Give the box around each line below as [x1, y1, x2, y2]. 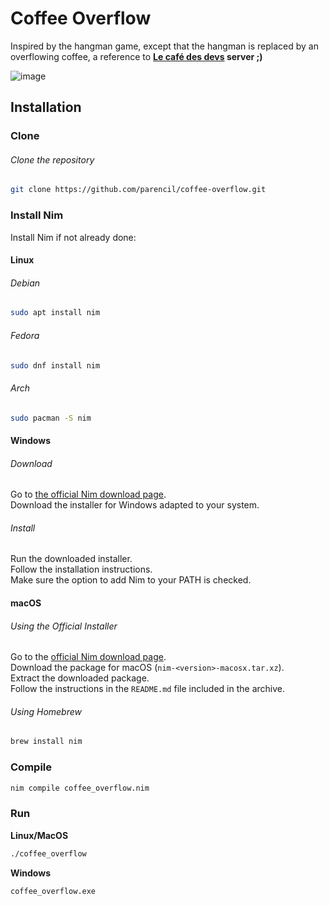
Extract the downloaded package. [10, 672, 150, 684]
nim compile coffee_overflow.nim [10, 783, 150, 793]
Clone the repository [10, 153, 95, 166]
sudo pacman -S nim [10, 413, 92, 423]
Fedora [10, 329, 40, 341]
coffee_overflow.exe [10, 886, 97, 896]
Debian [10, 277, 41, 289]
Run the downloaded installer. [10, 553, 133, 565]
